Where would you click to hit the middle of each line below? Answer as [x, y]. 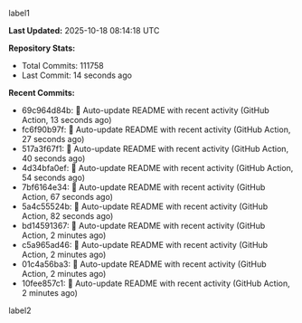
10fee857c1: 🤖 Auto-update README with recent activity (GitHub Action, [156, 283]
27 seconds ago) [53, 139]
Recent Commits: [42, 93]
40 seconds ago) [53, 158]
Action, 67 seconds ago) [67, 197]
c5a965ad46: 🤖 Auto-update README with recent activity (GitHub [145, 245]
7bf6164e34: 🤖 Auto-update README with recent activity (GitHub [143, 187]
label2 [20, 310]
